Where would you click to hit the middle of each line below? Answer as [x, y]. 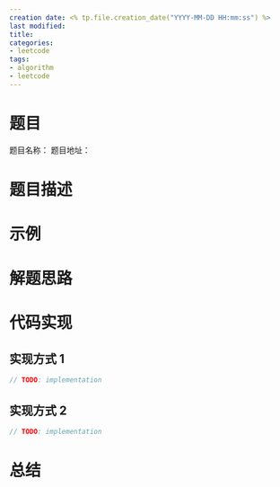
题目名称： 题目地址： [50, 150]
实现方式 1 [37, 359]
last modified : [38, 26]
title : [22, 34]
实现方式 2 [38, 410]
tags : [19, 59]
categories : [31, 43]
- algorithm [31, 68]
